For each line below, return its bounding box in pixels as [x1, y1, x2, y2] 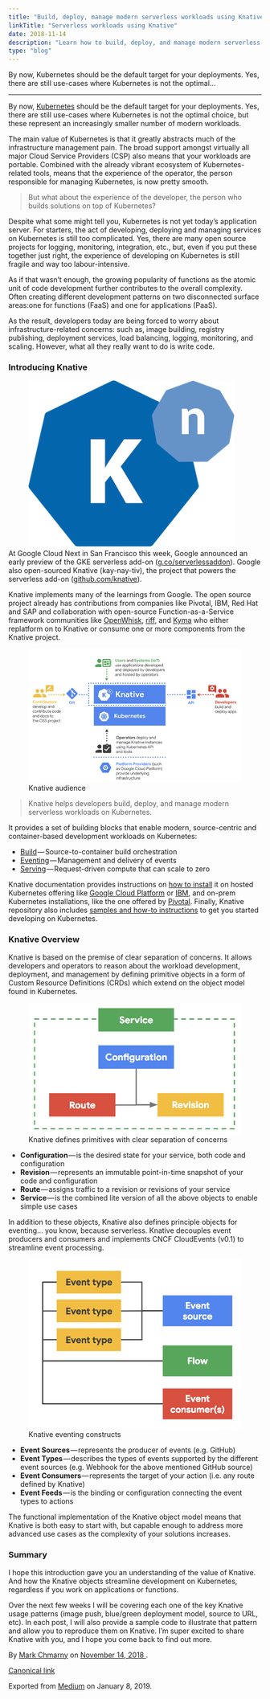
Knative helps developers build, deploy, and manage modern [27, 799, 230, 809]
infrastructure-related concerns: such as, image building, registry [8, 325, 225, 334]
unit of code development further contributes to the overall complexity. [8, 284, 243, 293]
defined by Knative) [19, 1480, 86, 1489]
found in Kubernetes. [8, 986, 78, 996]
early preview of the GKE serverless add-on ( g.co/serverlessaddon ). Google [8, 557, 261, 567]
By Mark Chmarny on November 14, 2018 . [8, 1650, 149, 1660]
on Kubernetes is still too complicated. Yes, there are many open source [8, 234, 247, 244]
